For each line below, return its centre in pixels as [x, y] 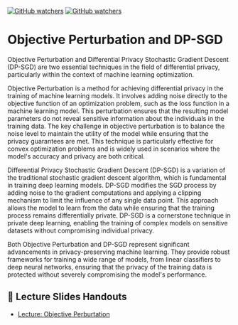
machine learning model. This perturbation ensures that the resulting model [118, 111]
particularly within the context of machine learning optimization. [101, 74]
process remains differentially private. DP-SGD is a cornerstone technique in [119, 215]
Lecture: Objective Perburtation [64, 314]
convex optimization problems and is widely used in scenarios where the [114, 149]
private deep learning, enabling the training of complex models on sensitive [118, 223]
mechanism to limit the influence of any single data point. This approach [113, 200]
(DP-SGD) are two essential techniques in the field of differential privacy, [114, 67]
